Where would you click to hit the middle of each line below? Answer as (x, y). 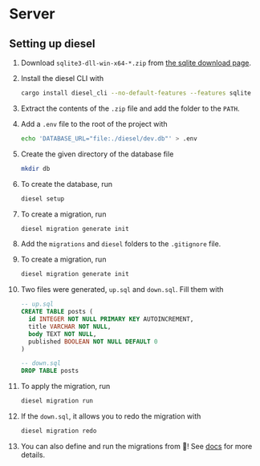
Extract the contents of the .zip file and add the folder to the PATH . (130, 108)
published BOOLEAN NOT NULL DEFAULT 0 (93, 342)
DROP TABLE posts (50, 371)
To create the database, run (67, 184)
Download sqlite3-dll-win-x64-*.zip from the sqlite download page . (136, 63)
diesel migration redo (59, 431)
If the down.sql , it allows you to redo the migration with (111, 416)
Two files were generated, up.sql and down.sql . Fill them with (122, 290)
